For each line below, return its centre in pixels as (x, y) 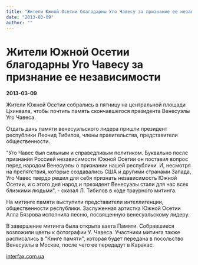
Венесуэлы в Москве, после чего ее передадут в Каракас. (80, 245)
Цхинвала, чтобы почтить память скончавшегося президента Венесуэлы (98, 111)
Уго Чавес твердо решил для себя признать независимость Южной (92, 178)
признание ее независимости (83, 77)
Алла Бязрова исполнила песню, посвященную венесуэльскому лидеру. (98, 215)
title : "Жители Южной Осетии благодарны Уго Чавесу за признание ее (92, 12)
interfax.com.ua (25, 256)
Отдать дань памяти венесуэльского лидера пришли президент (87, 129)
